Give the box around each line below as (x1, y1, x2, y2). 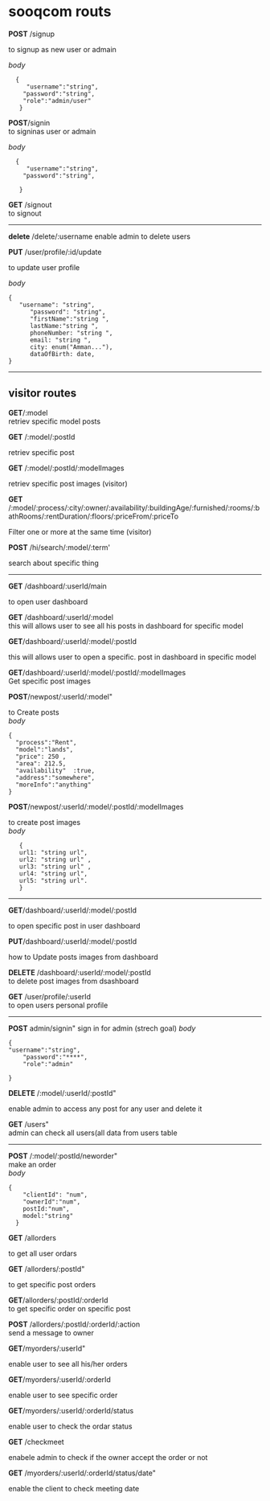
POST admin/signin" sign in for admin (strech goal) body (8, 1023, 196, 1033)
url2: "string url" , (18, 855, 92, 863)
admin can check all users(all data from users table (8, 1128, 178, 1138)
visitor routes (8, 387, 77, 400)
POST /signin (8, 117, 51, 127)
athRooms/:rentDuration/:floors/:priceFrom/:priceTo (8, 511, 179, 521)
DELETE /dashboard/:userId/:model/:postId (8, 967, 151, 977)
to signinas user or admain (8, 126, 96, 136)
